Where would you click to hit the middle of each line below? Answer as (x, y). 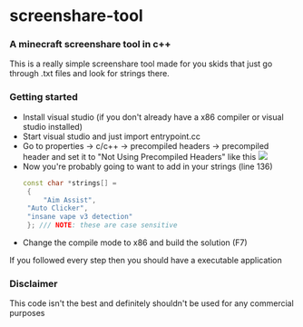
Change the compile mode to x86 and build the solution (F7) (135, 243)
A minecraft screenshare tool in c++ (90, 45)
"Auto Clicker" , (58, 208)
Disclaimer (34, 283)
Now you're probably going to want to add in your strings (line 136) (148, 166)
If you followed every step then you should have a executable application (146, 261)
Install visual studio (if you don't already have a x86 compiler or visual (153, 117)
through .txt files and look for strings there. (89, 74)
